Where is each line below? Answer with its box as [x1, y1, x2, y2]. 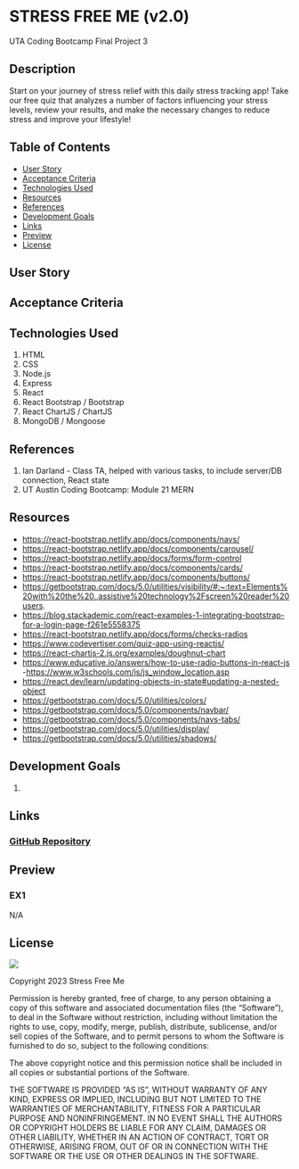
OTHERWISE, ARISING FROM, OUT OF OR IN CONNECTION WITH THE [9, 1141, 269, 1152]
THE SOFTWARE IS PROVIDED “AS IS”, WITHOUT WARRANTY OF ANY [9, 1084, 268, 1095]
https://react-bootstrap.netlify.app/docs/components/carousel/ [21, 543, 255, 554]
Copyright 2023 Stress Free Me [9, 975, 125, 987]
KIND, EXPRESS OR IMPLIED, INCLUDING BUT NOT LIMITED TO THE [9, 1094, 262, 1105]
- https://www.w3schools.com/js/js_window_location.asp [21, 667, 230, 677]
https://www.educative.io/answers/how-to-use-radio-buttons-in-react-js [21, 657, 290, 667]
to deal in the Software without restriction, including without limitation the [9, 1012, 278, 1023]
